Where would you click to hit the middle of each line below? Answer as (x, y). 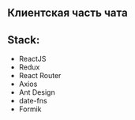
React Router (40, 76)
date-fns (33, 101)
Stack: (24, 40)
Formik (30, 109)
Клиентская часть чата (67, 13)
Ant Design (37, 92)
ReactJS (32, 59)
